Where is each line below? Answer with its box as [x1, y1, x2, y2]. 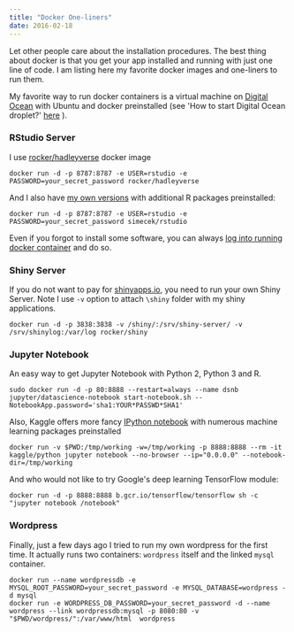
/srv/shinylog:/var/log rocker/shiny [9, 328, 148, 337]
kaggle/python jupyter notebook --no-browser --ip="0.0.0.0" [9, 451, 239, 460]
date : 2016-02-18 [9, 21, 73, 30]
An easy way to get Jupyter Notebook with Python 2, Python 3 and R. [9, 368, 262, 379]
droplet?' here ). [9, 110, 68, 120]
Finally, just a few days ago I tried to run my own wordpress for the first [9, 539, 268, 550]
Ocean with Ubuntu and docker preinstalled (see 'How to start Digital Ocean [9, 100, 286, 111]
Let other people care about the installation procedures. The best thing [9, 45, 267, 56]
